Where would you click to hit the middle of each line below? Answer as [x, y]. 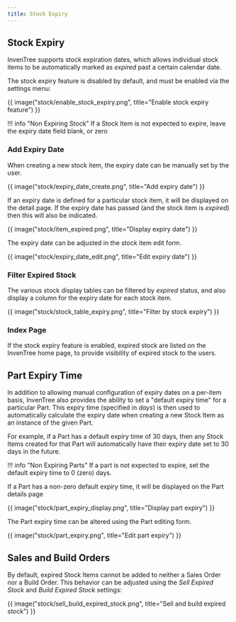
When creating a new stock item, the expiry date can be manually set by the [118, 165]
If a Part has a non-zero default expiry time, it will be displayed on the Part [116, 486]
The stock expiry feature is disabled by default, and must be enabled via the [118, 81]
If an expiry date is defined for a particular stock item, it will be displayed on [118, 200]
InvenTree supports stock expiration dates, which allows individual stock [113, 60]
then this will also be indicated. [52, 215]
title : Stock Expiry [38, 14]
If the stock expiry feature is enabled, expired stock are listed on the [107, 346]
